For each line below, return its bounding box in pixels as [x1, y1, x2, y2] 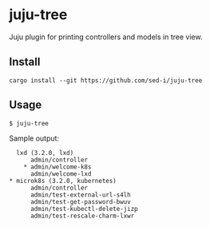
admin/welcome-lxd [30, 169, 92, 177]
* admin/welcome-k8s [23, 162, 92, 171]
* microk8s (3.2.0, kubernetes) [9, 177, 117, 185]
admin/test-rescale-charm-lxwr [30, 212, 135, 220]
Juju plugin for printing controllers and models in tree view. [9, 32, 203, 42]
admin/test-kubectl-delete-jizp [30, 205, 138, 213]
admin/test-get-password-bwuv [30, 197, 131, 205]
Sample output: [9, 133, 59, 143]
